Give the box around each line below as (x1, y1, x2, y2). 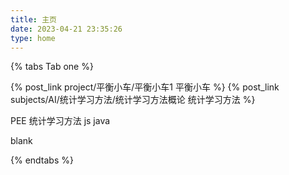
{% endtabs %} (10, 154, 74, 166)
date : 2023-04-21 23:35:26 (10, 24, 123, 34)
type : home (10, 33, 56, 43)
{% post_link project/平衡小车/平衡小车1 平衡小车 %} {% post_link (10, 81, 280, 93)
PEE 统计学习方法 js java (10, 115, 111, 127)
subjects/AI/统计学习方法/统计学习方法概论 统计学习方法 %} (10, 94, 256, 106)
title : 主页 (10, 14, 57, 25)
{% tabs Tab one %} (10, 61, 94, 73)
